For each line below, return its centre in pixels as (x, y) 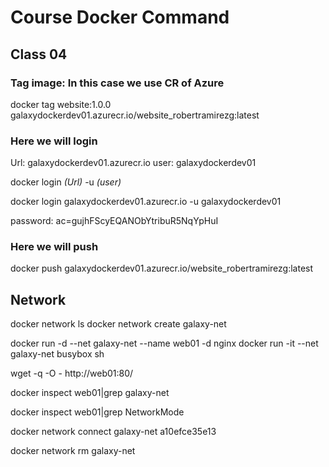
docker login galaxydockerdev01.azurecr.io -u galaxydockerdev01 (146, 202)
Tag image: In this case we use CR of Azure (117, 83)
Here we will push (54, 247)
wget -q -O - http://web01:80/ (72, 373)
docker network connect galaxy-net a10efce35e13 (113, 432)
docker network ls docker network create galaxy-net (118, 324)
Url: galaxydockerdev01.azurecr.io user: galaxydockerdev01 (133, 163)
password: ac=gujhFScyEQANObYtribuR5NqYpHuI (114, 221)
